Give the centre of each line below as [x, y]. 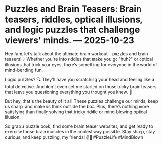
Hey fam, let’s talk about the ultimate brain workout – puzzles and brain [77, 54]
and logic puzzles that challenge [72, 30]
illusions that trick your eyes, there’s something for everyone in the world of [81, 64]
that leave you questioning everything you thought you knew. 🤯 [69, 92]
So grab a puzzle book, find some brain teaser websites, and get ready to [79, 126]
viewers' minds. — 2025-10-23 [70, 40]
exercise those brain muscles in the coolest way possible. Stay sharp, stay [80, 131]
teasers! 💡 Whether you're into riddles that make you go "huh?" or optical [79, 59]
